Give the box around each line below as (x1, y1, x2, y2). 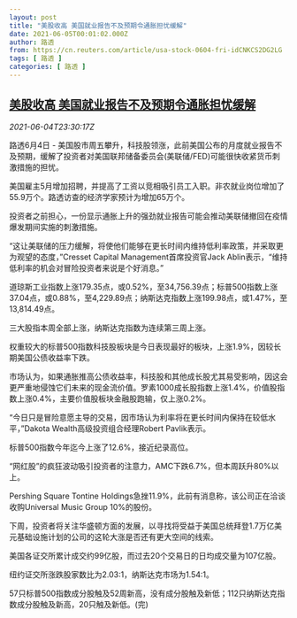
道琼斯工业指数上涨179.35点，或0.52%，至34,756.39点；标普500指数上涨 (9, 281, 278, 292)
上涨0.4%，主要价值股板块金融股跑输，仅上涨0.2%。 (16, 393, 211, 404)
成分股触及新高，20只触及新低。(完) (16, 599, 148, 609)
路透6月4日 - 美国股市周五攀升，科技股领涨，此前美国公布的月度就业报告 (9, 139, 276, 151)
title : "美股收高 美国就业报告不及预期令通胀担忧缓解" (9, 21, 187, 30)
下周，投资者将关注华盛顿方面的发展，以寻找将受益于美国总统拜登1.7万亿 (9, 520, 275, 531)
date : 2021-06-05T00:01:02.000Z (9, 29, 128, 38)
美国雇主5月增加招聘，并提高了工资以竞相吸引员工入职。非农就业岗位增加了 (9, 181, 286, 191)
